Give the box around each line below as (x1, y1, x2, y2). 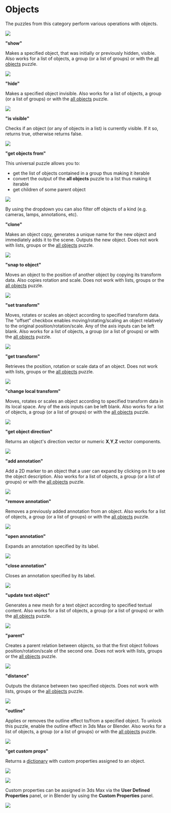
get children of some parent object (12, 186, 86, 193)
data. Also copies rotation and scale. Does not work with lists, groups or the (5, 277, 164, 283)
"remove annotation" (5, 498, 52, 504)
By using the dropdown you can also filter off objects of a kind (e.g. (5, 206, 147, 212)
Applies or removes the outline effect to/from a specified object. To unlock (5, 717, 162, 723)
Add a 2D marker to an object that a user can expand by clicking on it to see (5, 468, 165, 474)
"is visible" (5, 115, 30, 121)
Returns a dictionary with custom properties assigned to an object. (5, 758, 145, 764)
